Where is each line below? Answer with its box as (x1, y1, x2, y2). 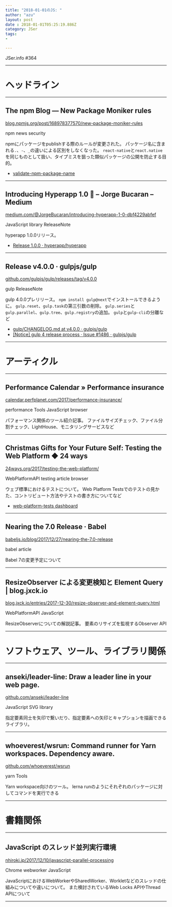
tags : (5, 31, 17, 37)
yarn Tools (5, 773, 28, 779)
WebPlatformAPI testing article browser (5, 475, 89, 482)
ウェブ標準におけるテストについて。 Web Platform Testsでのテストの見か (5, 486, 160, 492)
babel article (5, 546, 32, 552)
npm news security (5, 130, 46, 136)
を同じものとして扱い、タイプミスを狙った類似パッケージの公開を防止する (5, 153, 162, 159)
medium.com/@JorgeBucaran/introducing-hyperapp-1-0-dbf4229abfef (5, 211, 157, 218)
